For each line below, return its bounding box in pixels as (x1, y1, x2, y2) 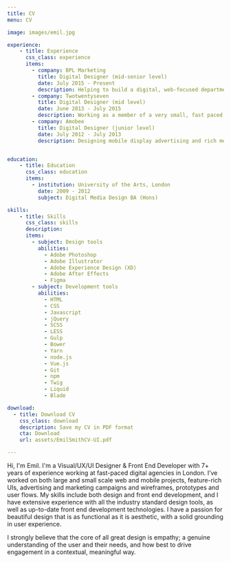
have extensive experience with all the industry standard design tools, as (7, 498, 213, 506)
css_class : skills (25, 220, 78, 226)
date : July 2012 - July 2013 (37, 131, 122, 138)
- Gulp (43, 334, 63, 341)
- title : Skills (19, 213, 67, 220)
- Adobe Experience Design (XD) (43, 264, 137, 271)
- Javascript (43, 309, 81, 316)
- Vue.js (43, 360, 69, 367)
